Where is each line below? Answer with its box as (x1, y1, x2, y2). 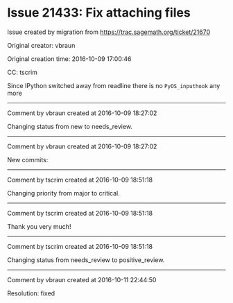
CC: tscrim (7, 68, 38, 76)
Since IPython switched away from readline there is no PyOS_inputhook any (7, 81, 221, 89)
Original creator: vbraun (7, 41, 76, 49)
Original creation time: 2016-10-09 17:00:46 (7, 54, 132, 63)
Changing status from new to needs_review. (7, 122, 133, 130)
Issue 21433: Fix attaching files (7, 5, 191, 21)
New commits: (7, 155, 49, 164)
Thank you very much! (7, 222, 71, 230)
